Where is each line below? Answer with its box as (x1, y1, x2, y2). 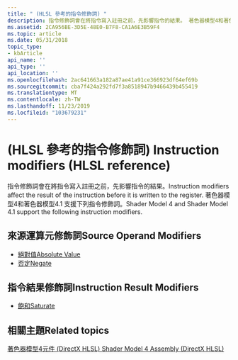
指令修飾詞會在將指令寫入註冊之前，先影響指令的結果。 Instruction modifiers (7, 181, 229, 190)
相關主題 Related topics (7, 324, 110, 337)
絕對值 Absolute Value (17, 249, 81, 259)
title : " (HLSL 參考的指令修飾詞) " (7, 10, 108, 18)
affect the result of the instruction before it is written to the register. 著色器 (7, 191, 225, 199)
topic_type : (7, 43, 42, 50)
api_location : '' (7, 69, 59, 77)
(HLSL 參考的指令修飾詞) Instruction (7, 142, 220, 158)
